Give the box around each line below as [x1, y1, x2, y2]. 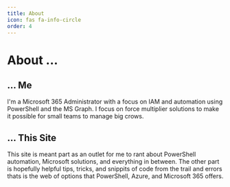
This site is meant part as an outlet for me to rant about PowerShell [7, 150, 196, 158]
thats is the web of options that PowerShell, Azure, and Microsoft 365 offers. [7, 172, 224, 180]
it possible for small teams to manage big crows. [7, 112, 144, 121]
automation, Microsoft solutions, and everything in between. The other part [7, 158, 220, 166]
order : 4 [7, 23, 32, 29]
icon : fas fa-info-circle [7, 16, 81, 23]
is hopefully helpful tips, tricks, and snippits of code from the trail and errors [7, 165, 222, 173]
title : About [7, 10, 45, 17]
